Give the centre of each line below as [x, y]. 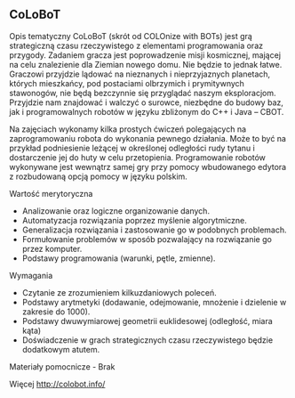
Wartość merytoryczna [51, 193]
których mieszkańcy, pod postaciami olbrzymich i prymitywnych [127, 83]
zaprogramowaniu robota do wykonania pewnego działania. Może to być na [148, 138]
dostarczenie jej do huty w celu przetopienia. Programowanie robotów [138, 157]
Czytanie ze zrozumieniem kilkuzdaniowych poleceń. [119, 292]
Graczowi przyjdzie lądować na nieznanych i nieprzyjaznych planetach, [140, 74]
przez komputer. [52, 248]
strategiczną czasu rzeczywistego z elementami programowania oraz [136, 45]
